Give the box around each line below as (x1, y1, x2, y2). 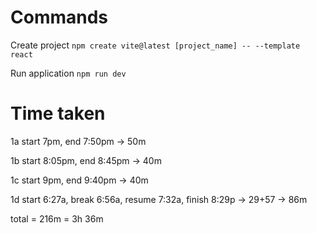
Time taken (10, 102, 106, 125)
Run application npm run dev (10, 67, 127, 79)
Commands (10, 6, 109, 29)
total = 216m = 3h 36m (10, 212, 104, 225)
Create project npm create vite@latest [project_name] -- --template (10, 39, 301, 51)
